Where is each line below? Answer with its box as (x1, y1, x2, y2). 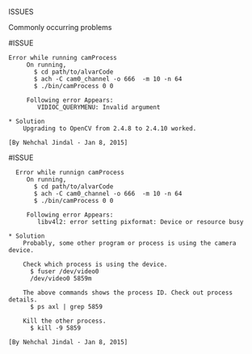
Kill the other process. (23, 317, 107, 325)
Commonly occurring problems (8, 23, 112, 32)
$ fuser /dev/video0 (29, 268, 99, 276)
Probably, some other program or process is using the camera (23, 239, 237, 247)
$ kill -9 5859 (29, 324, 82, 332)
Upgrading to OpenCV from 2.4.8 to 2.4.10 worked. (23, 124, 197, 133)
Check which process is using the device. (23, 260, 168, 268)
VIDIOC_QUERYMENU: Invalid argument (37, 103, 161, 112)
